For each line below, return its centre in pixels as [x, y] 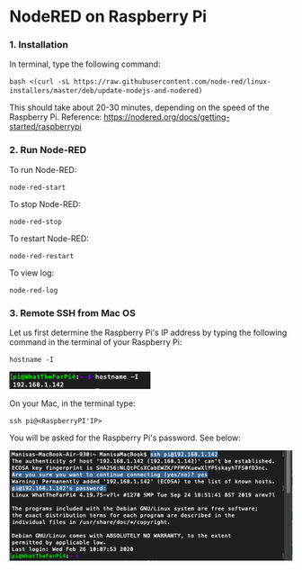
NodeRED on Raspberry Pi [108, 17]
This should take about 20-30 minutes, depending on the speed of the [139, 108]
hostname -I [31, 360]
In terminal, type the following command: [85, 64]
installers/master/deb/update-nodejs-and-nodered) [106, 91]
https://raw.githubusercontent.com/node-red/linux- [172, 82]
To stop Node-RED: [45, 204]
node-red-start [38, 187]
